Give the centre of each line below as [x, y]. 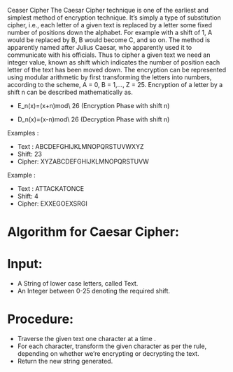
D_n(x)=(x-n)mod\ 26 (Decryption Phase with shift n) [93, 119]
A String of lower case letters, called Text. [78, 284]
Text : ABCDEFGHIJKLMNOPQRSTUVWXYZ [80, 146]
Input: [25, 264]
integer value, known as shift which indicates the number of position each [114, 62]
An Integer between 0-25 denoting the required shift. [93, 291]
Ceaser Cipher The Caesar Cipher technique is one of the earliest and [108, 10]
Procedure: [41, 319]
